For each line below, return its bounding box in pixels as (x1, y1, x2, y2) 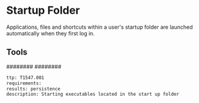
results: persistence (6, 86, 61, 92)
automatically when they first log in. (6, 29, 95, 37)
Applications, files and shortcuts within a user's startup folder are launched (6, 23, 193, 31)
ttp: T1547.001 (6, 74, 45, 81)
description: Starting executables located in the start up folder (6, 91, 180, 98)
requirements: (6, 80, 42, 86)
